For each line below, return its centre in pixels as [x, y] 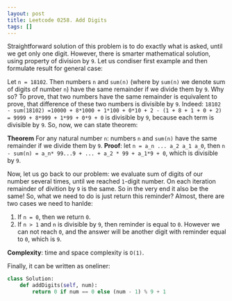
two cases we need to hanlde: [50, 204]
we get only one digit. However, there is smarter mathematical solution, [109, 54]
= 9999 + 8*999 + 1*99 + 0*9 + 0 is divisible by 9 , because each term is [110, 117]
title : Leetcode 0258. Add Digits [57, 20]
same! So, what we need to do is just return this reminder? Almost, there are [116, 196]
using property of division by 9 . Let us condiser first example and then [108, 61]
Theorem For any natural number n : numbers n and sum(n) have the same [112, 138]
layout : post [26, 14]
